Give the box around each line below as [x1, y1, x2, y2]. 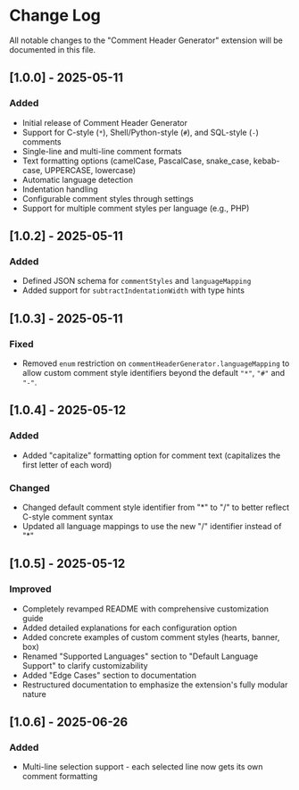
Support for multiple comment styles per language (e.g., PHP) [21, 203, 250, 213]
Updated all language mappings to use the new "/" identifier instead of [21, 520, 282, 531]
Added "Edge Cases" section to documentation [21, 669, 196, 680]
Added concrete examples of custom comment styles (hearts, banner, [21, 631, 280, 643]
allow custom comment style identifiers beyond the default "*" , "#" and [21, 368, 286, 378]
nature [21, 688, 46, 699]
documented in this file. [9, 44, 96, 54]
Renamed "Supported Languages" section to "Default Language [21, 651, 259, 661]
